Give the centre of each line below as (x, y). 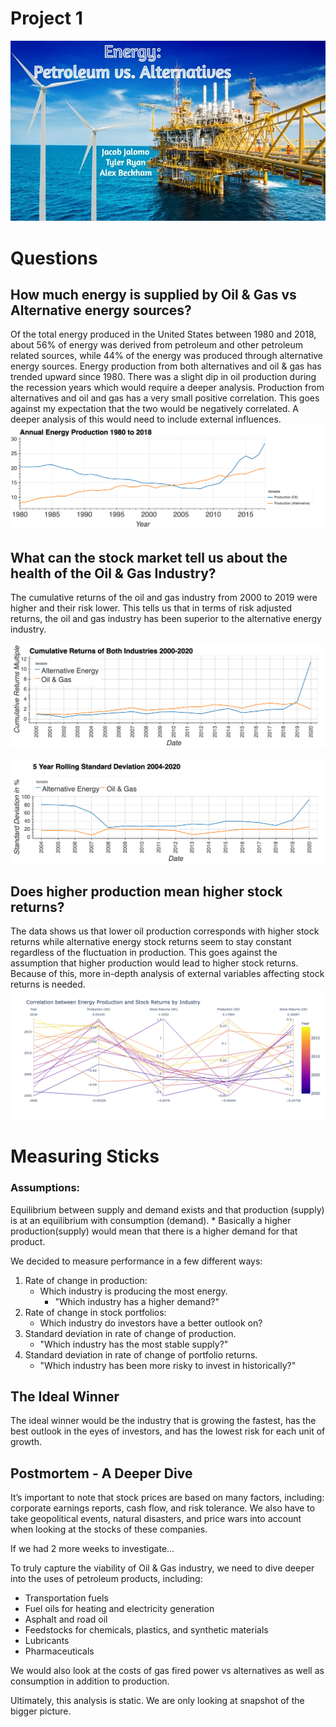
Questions (54, 258)
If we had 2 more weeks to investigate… (92, 1549)
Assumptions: (45, 1188)
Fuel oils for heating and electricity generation (119, 1609)
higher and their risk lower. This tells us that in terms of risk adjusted (151, 608)
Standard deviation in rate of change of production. (130, 1333)
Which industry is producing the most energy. (133, 1291)
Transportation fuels (66, 1598)
